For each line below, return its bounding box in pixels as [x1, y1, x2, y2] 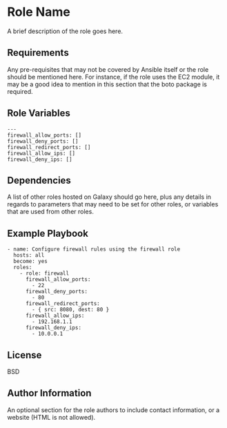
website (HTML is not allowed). [7, 413, 96, 421]
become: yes [13, 258, 48, 265]
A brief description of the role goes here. [7, 27, 123, 35]
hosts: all [13, 252, 45, 259]
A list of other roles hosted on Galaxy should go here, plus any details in [7, 193, 212, 201]
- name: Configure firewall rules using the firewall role [7, 246, 181, 253]
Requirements [7, 47, 69, 59]
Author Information [7, 387, 92, 399]
